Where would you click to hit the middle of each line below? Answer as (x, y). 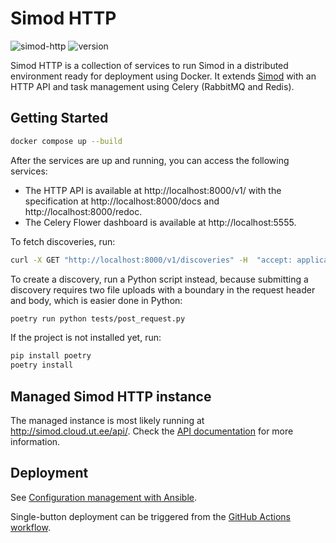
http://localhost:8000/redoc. (83, 211)
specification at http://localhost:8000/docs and (122, 201)
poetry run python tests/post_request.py (98, 318)
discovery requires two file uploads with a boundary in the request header (163, 289)
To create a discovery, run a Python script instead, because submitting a (159, 279)
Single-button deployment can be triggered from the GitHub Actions (150, 516)
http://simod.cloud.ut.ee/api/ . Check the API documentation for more (152, 431)
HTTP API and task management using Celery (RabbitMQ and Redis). (152, 86)
